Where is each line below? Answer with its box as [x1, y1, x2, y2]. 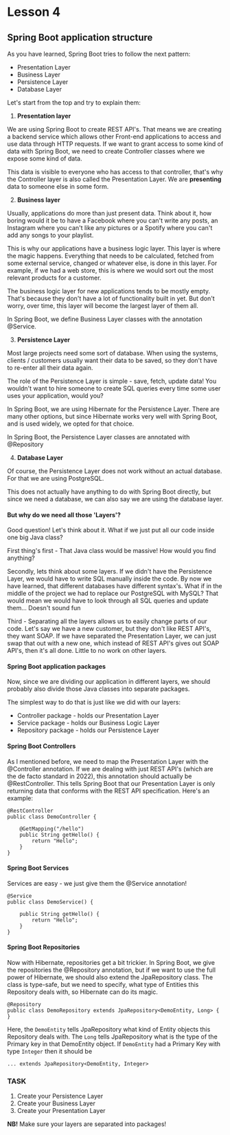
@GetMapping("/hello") [19, 825, 84, 832]
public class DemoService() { [7, 898, 94, 906]
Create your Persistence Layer [16, 1092, 104, 1101]
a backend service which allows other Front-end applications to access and [7, 132, 221, 140]
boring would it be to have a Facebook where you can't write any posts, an [7, 216, 218, 225]
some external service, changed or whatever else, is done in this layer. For [7, 259, 218, 267]
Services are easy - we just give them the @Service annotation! [7, 879, 187, 887]
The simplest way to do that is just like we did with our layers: [7, 698, 181, 707]
